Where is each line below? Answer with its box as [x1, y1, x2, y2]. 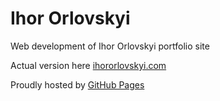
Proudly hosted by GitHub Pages [10, 78, 145, 91]
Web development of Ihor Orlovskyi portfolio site [10, 40, 210, 52]
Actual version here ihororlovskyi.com [10, 59, 167, 71]
